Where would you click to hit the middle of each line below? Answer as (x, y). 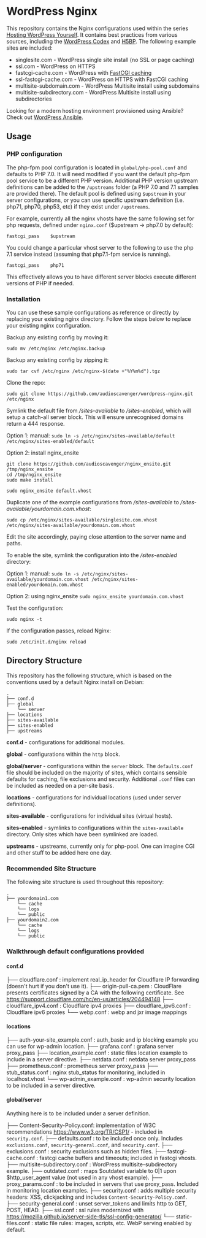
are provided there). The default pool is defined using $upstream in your (96, 193)
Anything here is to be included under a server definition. (78, 1113)
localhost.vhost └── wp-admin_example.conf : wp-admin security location (101, 1079)
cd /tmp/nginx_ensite (34, 475)
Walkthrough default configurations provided (75, 951)
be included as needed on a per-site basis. (60, 785)
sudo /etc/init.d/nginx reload (46, 642)
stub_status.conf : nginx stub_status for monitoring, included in (86, 1072)
